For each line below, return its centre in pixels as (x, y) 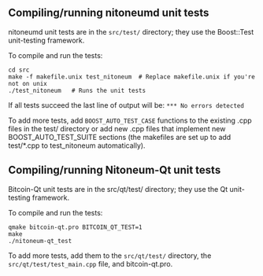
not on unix (28, 83)
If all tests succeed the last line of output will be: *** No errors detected (126, 105)
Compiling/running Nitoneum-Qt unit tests (115, 170)
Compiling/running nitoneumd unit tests (109, 13)
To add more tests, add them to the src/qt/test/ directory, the (110, 256)
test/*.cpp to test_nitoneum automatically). (77, 145)
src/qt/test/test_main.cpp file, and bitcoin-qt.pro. (91, 263)
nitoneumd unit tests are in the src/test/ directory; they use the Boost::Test (131, 31)
